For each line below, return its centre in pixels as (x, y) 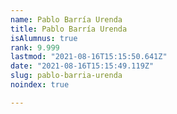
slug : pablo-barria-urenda (66, 76)
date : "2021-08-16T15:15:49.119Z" (82, 66)
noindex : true (40, 85)
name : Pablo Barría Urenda (66, 19)
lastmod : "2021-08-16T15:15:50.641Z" (89, 57)
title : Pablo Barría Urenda (69, 29)
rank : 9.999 (35, 47)
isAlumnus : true (44, 38)
